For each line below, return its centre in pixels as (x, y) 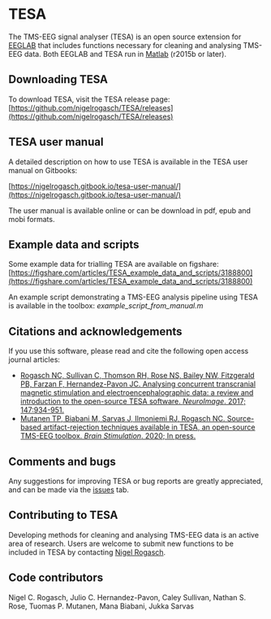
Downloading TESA (58, 79)
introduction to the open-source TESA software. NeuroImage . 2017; (133, 401)
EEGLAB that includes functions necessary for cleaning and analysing (125, 45)
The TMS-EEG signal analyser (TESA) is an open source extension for (125, 37)
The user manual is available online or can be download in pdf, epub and (130, 210)
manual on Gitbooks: (43, 170)
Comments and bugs (62, 462)
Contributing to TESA (63, 515)
